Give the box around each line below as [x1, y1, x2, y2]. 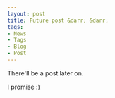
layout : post [7, 10, 46, 18]
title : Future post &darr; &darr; [7, 17, 109, 24]
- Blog [7, 43, 27, 50]
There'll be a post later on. [7, 68, 84, 78]
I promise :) [7, 82, 40, 91]
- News [7, 30, 27, 37]
